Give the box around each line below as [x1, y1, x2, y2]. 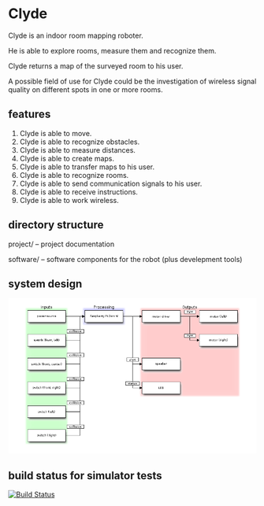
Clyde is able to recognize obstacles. [19, 137, 140, 146]
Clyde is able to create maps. [19, 153, 115, 163]
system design [8, 277, 83, 290]
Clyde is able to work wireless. [19, 195, 120, 205]
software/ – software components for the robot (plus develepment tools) [8, 254, 243, 264]
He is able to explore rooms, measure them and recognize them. [8, 46, 217, 55]
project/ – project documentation [8, 239, 115, 249]
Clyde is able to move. [19, 128, 92, 138]
